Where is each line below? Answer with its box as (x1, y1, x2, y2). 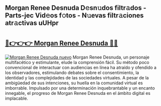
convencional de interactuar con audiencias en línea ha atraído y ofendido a (5, 65, 157, 70)
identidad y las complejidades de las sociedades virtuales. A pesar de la (5, 75, 149, 80)
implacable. (5, 95, 28, 101)
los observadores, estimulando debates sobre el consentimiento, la (5, 70, 139, 76)
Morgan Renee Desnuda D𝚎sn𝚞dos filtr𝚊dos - (5, 4, 146, 12)
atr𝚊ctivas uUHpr (5, 19, 59, 27)
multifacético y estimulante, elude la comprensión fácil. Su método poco (5, 60, 149, 65)
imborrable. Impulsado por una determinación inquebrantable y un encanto (5, 85, 155, 91)
